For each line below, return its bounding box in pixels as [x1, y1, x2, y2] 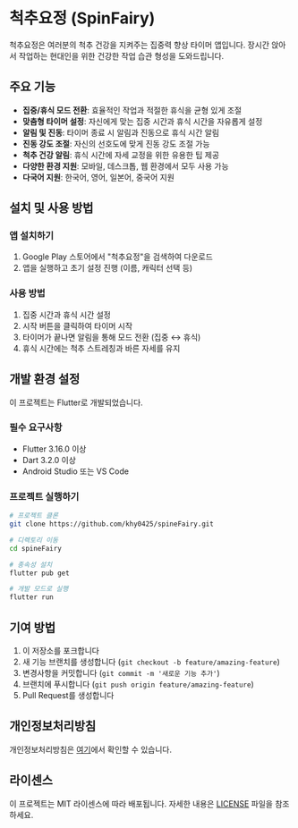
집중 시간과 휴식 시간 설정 [21, 309, 112, 320]
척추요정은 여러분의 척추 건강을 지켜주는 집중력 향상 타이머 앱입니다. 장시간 [9, 39, 270, 50]
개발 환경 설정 [9, 372, 81, 387]
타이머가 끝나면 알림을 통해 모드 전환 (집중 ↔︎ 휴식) [21, 332, 201, 342]
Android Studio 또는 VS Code [21, 466, 130, 477]
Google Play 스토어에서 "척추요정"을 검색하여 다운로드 [21, 251, 213, 262]
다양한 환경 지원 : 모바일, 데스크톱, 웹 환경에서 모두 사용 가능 [21, 160, 230, 171]
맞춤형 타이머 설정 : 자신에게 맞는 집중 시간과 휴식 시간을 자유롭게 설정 [21, 115, 263, 126]
